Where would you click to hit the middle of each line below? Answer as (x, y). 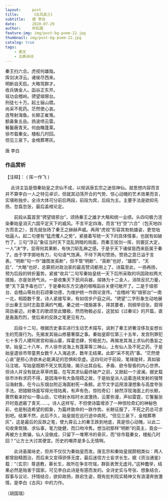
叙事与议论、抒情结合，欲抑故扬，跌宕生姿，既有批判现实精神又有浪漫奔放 (82, 476)
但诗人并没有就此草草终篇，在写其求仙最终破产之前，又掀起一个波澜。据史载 (84, 372)
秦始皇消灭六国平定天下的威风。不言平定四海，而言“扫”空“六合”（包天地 (83, 223)
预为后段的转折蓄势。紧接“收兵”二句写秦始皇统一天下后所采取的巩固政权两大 (84, 273)
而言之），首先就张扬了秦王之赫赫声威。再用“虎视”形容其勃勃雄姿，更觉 (82, 229)
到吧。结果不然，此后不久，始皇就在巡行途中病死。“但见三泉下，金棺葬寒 (81, 415)
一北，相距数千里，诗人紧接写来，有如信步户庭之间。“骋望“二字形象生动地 (82, 298)
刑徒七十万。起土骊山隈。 (31, 103)
